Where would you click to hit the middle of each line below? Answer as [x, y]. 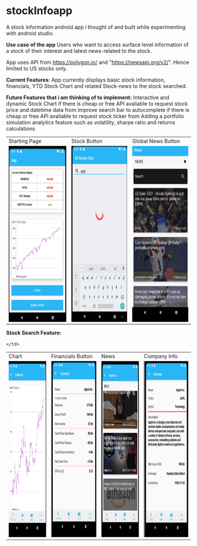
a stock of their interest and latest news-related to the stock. [79, 50]
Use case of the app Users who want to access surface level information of [97, 45]
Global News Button [156, 141]
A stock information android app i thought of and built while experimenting [96, 27]
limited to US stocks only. [37, 68]
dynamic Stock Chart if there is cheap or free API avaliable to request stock [97, 103]
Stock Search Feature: [34, 333]
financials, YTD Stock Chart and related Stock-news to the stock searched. [97, 86]
